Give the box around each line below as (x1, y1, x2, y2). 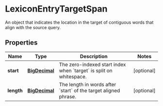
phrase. (59, 93, 77, 100)
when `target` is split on (59, 67, 113, 74)
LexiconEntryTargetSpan (5, 3, 108, 15)
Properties (5, 39, 38, 47)
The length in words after (59, 81, 116, 88)
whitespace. (59, 73, 87, 80)
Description (80, 53, 108, 60)
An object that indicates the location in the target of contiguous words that (5, 19, 154, 25)
